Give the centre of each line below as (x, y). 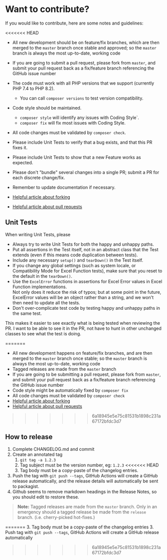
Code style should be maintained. (47, 108)
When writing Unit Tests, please (38, 234)
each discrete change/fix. (39, 177)
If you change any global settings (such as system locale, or (74, 265)
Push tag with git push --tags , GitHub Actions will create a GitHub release (82, 532)
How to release (29, 437)
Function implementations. (40, 287)
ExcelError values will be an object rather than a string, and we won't (83, 297)
